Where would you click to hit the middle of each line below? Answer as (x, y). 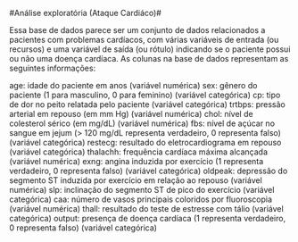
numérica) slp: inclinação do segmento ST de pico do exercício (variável (142, 190)
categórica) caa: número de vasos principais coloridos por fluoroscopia (141, 199)
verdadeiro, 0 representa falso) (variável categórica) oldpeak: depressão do (149, 171)
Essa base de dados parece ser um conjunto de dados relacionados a (137, 30)
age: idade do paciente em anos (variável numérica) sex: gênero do (133, 85)
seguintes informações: (53, 68)
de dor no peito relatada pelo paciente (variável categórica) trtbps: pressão (147, 104)
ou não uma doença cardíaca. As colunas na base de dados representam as (149, 58)
